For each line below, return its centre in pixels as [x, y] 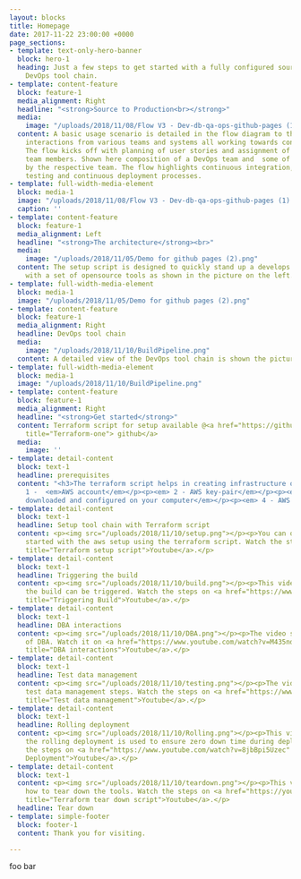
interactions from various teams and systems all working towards [152, 142]
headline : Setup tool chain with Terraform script [114, 525]
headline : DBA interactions [70, 625]
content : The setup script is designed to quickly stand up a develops [154, 268]
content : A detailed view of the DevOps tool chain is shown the [142, 359]
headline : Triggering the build [78, 575]
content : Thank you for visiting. [82, 833]
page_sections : [38, 43]
